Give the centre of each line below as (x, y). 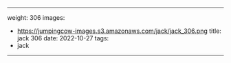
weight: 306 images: (36, 17)
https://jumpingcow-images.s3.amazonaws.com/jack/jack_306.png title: (119, 31)
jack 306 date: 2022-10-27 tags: (63, 38)
